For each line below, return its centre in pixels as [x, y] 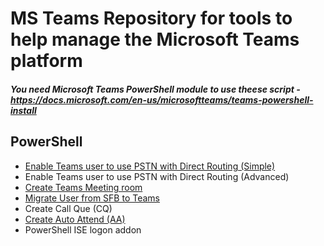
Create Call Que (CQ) [68, 208]
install [23, 110]
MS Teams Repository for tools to [151, 18]
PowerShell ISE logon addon [83, 229]
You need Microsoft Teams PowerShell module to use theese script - [155, 89]
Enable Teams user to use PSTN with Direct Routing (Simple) [150, 166]
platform [46, 61]
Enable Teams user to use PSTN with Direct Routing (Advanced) [157, 176]
